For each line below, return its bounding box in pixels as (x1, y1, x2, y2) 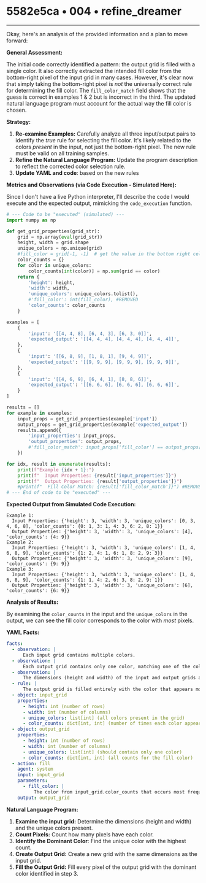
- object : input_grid (12, 692, 67, 698)
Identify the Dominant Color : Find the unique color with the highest (15, 837, 186, 844)
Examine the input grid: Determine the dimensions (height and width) (15, 817, 192, 825)
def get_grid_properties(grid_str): (6, 228, 100, 234)
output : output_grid (17, 795, 70, 801)
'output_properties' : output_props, (28, 439, 122, 445)
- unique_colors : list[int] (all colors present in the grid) (22, 715, 185, 721)
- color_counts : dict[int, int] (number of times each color (22, 720, 183, 727)
